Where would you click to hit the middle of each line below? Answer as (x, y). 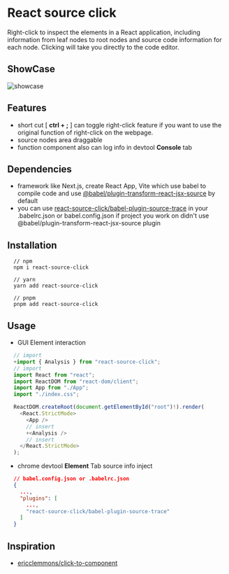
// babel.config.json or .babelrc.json (72, 479)
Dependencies (39, 169)
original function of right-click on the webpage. (85, 132)
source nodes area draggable (60, 140)
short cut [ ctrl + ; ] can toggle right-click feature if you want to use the (119, 125)
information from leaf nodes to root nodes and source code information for (114, 39)
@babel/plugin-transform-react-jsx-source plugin (89, 223)
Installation (32, 245)
